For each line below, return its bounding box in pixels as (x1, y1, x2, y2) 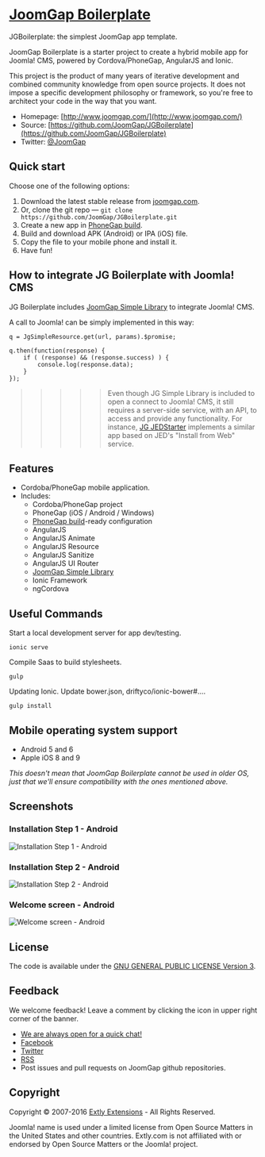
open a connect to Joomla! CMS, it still (107, 397, 234, 406)
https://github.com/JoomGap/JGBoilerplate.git (20, 213, 178, 221)
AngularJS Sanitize (32, 550, 94, 560)
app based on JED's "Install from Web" (107, 430, 236, 440)
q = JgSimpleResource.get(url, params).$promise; (9, 332, 177, 340)
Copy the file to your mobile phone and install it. (20, 236, 178, 247)
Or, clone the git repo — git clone (20, 205, 133, 214)
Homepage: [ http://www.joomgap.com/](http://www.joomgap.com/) (20, 111, 243, 121)
